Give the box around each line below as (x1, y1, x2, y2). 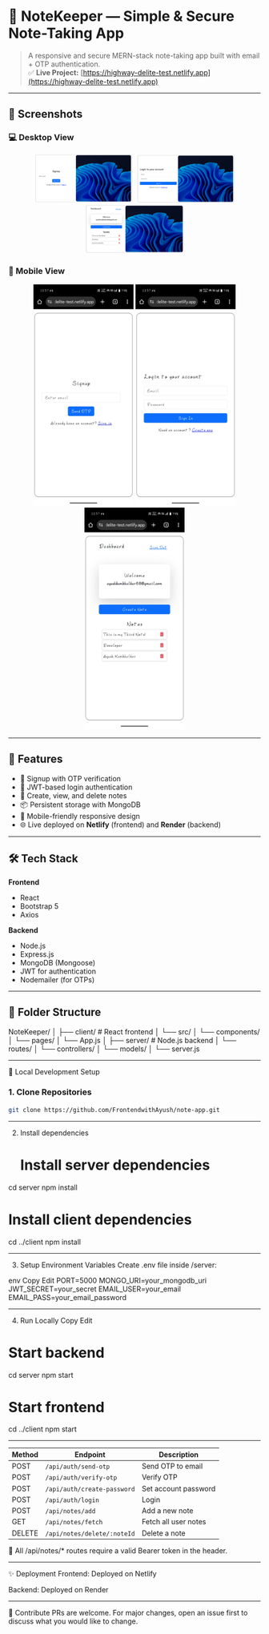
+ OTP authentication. (27, 59, 101, 69)
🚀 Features (8, 753, 63, 766)
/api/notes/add (45, 1508, 96, 1516)
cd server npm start (8, 1370, 74, 1379)
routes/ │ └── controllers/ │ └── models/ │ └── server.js (8, 1044, 200, 1054)
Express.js (19, 949, 54, 959)
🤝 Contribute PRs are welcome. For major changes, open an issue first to (8, 1608, 248, 1618)
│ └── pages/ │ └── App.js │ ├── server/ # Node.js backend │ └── (8, 1035, 237, 1045)
